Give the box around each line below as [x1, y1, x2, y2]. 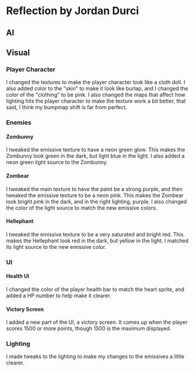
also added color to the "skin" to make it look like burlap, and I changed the [6, 85, 188, 92]
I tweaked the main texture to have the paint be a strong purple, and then [6, 185, 183, 192]
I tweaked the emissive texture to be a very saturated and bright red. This [6, 231, 184, 238]
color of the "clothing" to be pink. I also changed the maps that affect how [6, 91, 186, 99]
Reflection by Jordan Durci [6, 4, 139, 18]
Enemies [6, 119, 32, 127]
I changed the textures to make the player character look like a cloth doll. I [6, 78, 185, 86]
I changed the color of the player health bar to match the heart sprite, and [6, 285, 185, 293]
